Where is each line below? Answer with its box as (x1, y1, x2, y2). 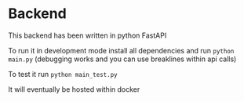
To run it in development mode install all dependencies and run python (8, 46, 235, 55)
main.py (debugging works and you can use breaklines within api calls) (8, 54, 237, 64)
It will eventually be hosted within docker (8, 84, 140, 94)
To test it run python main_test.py (8, 69, 118, 78)
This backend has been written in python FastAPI (8, 31, 167, 40)
